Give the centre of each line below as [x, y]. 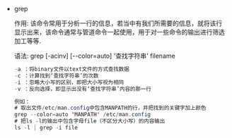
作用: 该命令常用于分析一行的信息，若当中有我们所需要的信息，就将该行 [118, 23]
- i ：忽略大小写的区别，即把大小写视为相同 [69, 82]
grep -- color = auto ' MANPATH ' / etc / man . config [82, 115]
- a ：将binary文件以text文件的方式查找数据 [71, 69]
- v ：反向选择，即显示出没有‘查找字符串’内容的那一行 [83, 89]
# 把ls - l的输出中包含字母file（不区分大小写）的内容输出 [89, 121]
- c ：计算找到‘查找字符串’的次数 [56, 75]
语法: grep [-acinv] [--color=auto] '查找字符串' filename [94, 56]
